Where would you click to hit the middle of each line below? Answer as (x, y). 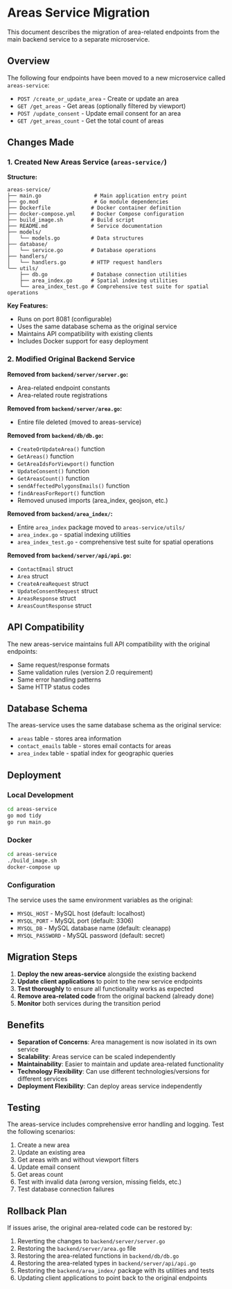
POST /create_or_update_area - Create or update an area (98, 98)
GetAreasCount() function (53, 478)
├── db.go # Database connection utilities (104, 275)
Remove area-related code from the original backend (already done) (116, 996)
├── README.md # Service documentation (85, 226)
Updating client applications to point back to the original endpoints (112, 1278)
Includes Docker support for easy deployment (83, 341)
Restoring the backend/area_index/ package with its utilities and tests (116, 1271)
